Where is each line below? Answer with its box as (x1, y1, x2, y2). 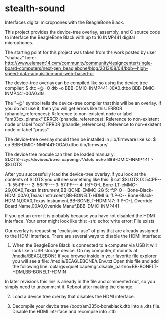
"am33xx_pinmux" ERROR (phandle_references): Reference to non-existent (5, 116, 159, 122)
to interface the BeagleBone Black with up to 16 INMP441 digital (5, 34, 135, 40)
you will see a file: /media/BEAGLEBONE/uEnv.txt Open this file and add (12, 258, 159, 264)
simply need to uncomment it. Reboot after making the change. (5, 284, 134, 290)
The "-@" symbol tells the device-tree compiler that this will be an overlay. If (5, 100, 162, 106)
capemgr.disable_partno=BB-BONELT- (79, 263, 159, 269)
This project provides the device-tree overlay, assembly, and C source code (5, 29, 160, 35)
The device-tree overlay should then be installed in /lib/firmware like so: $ (5, 136, 156, 142)
